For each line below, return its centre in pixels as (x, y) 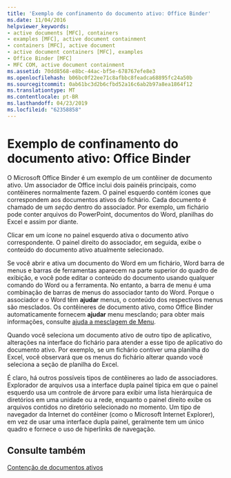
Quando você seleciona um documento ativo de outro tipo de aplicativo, (110, 335)
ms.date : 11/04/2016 (37, 20)
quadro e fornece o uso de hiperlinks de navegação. (82, 429)
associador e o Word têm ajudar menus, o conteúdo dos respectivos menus (115, 299)
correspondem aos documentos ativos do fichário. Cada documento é (107, 199)
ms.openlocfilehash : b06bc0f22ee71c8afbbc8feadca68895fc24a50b (100, 78)
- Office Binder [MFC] (40, 59)
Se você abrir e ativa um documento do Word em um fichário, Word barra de (116, 263)
